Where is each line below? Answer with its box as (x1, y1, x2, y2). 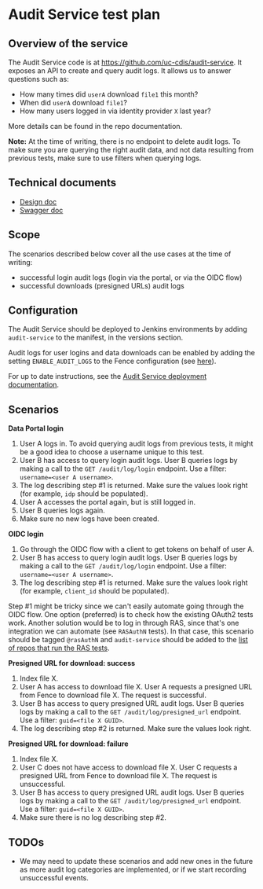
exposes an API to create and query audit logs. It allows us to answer (8, 66, 232, 75)
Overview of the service (8, 37, 128, 50)
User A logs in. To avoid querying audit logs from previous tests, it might (19, 439, 254, 449)
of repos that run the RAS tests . (8, 643, 110, 653)
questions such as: (8, 75, 69, 83)
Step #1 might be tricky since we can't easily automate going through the (8, 601, 245, 611)
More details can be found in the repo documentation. (8, 122, 183, 130)
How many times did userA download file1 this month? (19, 90, 199, 99)
